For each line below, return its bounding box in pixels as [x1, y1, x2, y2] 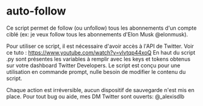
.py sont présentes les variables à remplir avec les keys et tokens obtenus [6, 55, 191, 62]
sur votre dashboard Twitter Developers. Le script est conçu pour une [6, 62, 181, 69]
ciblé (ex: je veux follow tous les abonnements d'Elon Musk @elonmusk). [6, 30, 188, 38]
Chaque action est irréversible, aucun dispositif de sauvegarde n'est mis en [6, 86, 195, 93]
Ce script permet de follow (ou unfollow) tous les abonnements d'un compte [6, 24, 197, 31]
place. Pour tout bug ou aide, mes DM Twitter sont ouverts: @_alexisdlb [6, 93, 185, 100]
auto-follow [6, 4, 67, 18]
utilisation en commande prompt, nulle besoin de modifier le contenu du [6, 68, 186, 75]
